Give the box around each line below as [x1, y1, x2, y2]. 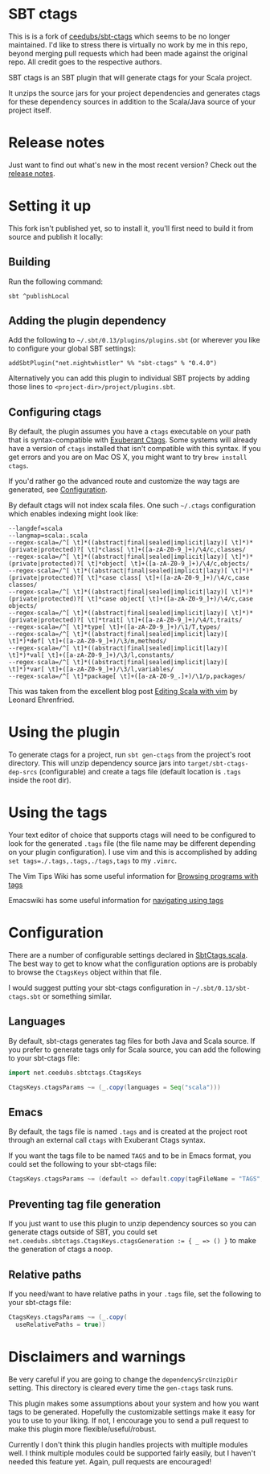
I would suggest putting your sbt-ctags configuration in [8, 983, 191, 993]
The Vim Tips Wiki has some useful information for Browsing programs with [8, 872, 259, 881]
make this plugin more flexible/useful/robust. [8, 1424, 157, 1434]
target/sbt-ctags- [187, 760, 249, 768]
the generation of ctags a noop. [8, 1244, 113, 1254]
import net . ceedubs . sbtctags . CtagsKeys [8, 1069, 142, 1077]
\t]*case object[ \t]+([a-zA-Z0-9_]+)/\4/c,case [87, 595, 253, 603]
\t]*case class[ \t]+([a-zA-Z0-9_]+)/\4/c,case [87, 574, 250, 582]
